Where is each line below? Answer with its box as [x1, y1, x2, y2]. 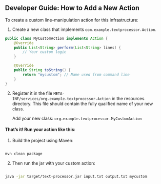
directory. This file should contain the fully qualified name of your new [12, 101, 153, 106]
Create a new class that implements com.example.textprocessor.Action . [12, 26, 157, 32]
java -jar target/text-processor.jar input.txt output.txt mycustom [5, 174, 147, 179]
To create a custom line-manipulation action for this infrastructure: [5, 17, 139, 23]
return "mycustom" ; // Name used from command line [22, 72, 130, 77]
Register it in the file [12, 90, 53, 96]
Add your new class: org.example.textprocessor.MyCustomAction [12, 115, 142, 121]
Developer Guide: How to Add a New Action [5, 4, 140, 12]
